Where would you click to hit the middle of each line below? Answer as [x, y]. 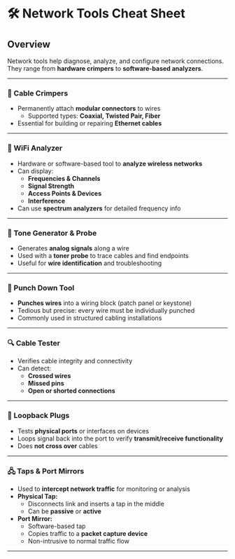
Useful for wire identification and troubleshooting [90, 263]
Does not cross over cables [57, 445]
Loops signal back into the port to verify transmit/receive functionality [120, 438]
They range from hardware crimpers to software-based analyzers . [105, 68]
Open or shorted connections [71, 391]
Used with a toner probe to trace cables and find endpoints [103, 255]
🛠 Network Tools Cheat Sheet [96, 14]
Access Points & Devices [65, 193]
